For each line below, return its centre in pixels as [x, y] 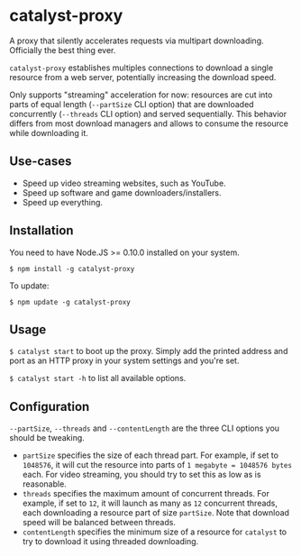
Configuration [50, 406]
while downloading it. [49, 132]
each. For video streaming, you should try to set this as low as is [141, 475]
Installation [41, 231]
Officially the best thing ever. [63, 50]
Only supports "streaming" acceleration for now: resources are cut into [141, 95]
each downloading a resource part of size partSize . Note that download [156, 513]
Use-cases [41, 162]
